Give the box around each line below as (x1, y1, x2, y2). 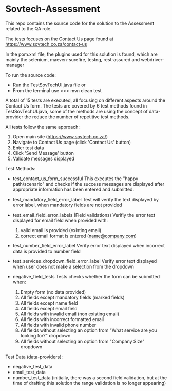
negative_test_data (12, 363, 53, 369)
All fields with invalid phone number (20, 322, 97, 328)
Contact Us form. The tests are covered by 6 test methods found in (5, 102, 147, 109)
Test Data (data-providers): (5, 353, 63, 360)
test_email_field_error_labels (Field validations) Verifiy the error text (12, 211, 156, 218)
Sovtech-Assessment (5, 3, 100, 15)
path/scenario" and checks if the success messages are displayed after (12, 181, 165, 187)
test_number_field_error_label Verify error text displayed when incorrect (12, 242, 165, 248)
